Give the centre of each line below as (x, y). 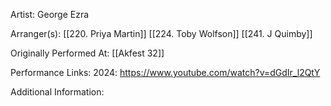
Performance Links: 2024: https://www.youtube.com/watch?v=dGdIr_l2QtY (165, 72)
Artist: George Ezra (50, 14)
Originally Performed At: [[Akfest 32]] (87, 53)
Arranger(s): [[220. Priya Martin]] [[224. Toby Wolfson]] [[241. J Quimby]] (161, 33)
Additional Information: (57, 92)
